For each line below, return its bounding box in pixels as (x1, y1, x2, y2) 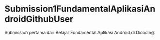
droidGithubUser (4, 13, 74, 25)
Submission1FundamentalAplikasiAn (4, 3, 156, 14)
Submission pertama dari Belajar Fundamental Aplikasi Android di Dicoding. (4, 29, 156, 35)
